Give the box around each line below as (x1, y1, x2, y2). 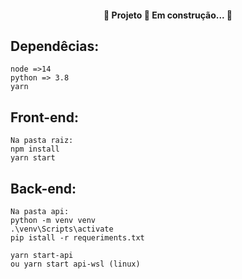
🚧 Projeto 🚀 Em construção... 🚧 (103, 9, 233, 21)
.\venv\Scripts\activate (10, 224, 114, 235)
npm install (10, 144, 60, 155)
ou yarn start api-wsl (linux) (10, 259, 141, 270)
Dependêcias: (10, 37, 100, 55)
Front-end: (10, 109, 79, 126)
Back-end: (10, 180, 77, 197)
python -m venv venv (10, 216, 97, 226)
